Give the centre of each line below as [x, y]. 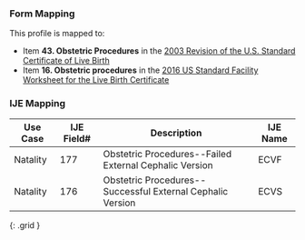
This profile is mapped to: [57, 34]
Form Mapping [42, 14]
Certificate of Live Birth [66, 61]
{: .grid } [25, 225]
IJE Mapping [38, 104]
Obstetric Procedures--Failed [167, 154]
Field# [77, 138]
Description [176, 133]
